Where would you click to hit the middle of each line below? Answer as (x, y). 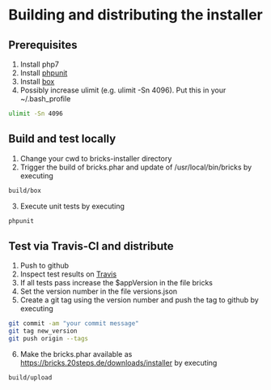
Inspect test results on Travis (68, 274)
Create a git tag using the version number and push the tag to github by (139, 300)
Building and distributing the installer (135, 15)
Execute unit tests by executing (72, 206)
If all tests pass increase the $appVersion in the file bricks (116, 283)
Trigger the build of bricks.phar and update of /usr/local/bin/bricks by (136, 167)
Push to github (44, 266)
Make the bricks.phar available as (76, 354)
